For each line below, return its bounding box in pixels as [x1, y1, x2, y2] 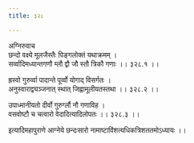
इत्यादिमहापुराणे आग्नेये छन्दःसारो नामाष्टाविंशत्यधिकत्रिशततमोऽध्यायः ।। [8, 125, 187, 135]
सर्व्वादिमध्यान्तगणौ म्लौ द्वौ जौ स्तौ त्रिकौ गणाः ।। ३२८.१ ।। [8, 59, 160, 68]
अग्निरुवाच [8, 41, 36, 51]
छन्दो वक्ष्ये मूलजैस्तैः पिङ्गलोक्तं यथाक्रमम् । [8, 50, 118, 59]
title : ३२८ [8, 11, 44, 20]
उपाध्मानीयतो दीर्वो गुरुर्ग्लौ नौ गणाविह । [8, 100, 106, 109]
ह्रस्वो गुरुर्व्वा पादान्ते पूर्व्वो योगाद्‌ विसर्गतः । [8, 75, 111, 84]
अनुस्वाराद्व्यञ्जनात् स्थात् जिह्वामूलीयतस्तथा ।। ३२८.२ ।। [8, 84, 160, 93]
